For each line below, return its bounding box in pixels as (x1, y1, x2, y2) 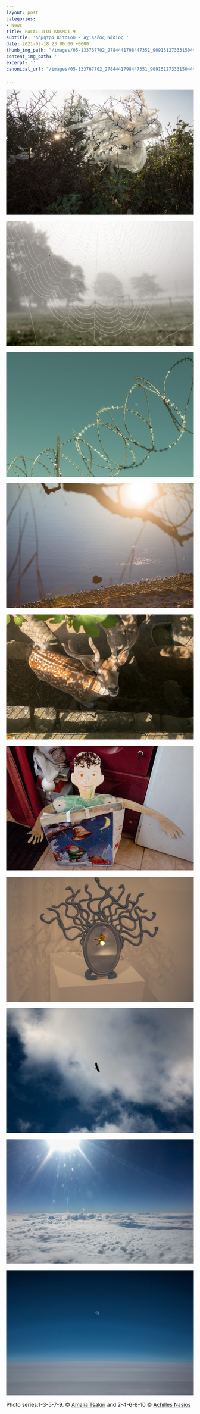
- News (6, 22, 23, 28)
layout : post (6, 10, 39, 15)
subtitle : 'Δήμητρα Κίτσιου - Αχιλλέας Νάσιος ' (6, 35, 129, 41)
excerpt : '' (6, 60, 36, 65)
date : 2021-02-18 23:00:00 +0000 (6, 41, 89, 47)
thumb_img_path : (6, 48, 46, 54)
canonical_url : (6, 66, 44, 72)
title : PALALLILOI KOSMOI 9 (6, 29, 76, 35)
